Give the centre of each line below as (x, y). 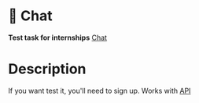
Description (47, 69)
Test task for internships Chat (58, 37)
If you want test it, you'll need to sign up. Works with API (99, 91)
